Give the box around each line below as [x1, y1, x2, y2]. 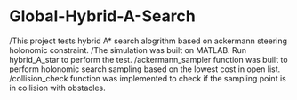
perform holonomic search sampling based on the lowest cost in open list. [9, 64, 281, 74]
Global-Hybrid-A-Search [9, 6, 196, 27]
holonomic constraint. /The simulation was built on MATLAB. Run [9, 44, 247, 55]
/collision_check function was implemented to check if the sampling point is [9, 73, 286, 83]
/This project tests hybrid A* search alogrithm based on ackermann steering [9, 35, 287, 46]
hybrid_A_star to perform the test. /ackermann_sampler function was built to [9, 54, 288, 65]
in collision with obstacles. [9, 82, 107, 93]
